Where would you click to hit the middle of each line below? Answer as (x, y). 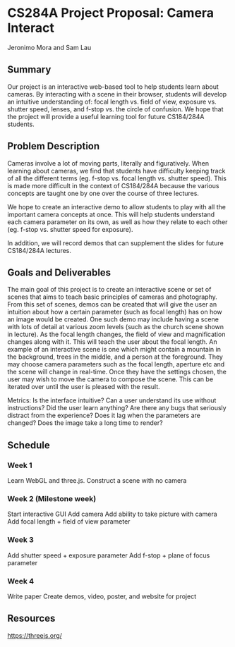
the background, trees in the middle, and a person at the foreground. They (115, 357)
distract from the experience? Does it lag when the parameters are (104, 415)
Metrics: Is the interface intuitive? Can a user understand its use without (112, 400)
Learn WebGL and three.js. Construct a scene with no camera (97, 481)
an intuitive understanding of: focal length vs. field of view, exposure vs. (112, 101)
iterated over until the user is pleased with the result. (84, 387)
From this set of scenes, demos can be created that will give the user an (112, 304)
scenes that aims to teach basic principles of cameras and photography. (112, 297)
